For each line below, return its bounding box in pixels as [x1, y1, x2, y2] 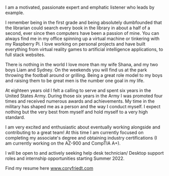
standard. [5, 114, 25, 120]
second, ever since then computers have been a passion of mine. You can [5, 30, 159, 36]
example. [5, 10, 24, 16]
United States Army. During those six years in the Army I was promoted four [5, 93, 163, 99]
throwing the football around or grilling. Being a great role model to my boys [5, 72, 163, 78]
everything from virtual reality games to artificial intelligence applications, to [5, 47, 163, 52]
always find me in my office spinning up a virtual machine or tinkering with [5, 35, 160, 41]
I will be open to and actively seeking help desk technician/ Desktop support [5, 150, 164, 156]
